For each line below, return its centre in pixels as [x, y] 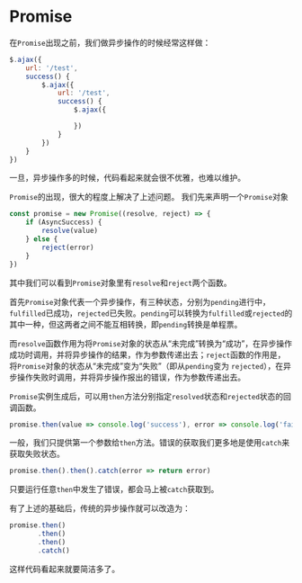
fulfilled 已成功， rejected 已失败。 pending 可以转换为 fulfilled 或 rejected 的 [151, 313]
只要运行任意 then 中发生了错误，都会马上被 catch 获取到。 [114, 489]
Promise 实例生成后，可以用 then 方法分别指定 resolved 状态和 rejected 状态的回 [151, 396]
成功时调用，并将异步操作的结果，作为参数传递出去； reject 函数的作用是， [147, 354]
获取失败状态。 [37, 454]
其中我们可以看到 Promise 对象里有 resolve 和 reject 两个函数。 [120, 283]
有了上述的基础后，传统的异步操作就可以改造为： [100, 508]
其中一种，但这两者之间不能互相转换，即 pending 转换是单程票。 [126, 324]
